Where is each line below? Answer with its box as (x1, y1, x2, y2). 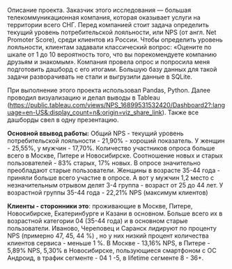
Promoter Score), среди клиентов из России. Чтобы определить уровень (7, 36, 223, 44)
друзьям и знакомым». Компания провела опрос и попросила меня (7, 58, 210, 66)
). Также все (162, 108, 199, 116)
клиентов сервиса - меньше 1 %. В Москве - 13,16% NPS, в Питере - (7, 239, 210, 247)
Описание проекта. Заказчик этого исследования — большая (7, 6, 192, 14)
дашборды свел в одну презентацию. (7, 116, 119, 124)
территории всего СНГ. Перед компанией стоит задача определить (7, 21, 209, 29)
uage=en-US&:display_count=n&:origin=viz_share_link (7, 108, 162, 116)
